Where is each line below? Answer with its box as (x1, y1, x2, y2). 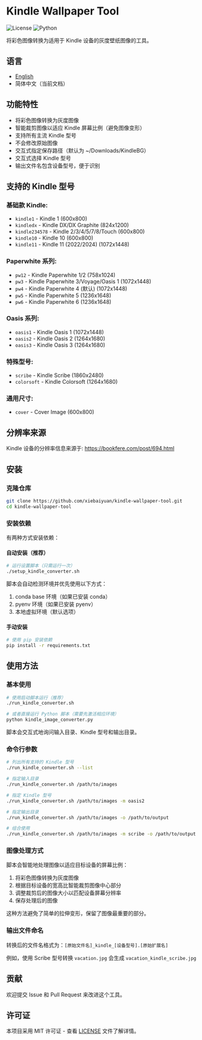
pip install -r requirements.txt (6, 643, 91, 649)
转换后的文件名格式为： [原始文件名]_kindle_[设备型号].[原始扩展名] (6, 941, 168, 949)
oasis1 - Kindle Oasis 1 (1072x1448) (15, 328, 104, 335)
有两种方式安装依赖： (6, 534, 59, 541)
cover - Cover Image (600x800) (15, 409, 95, 416)
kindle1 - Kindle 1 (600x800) (15, 215, 88, 222)
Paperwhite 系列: (6, 257, 57, 266)
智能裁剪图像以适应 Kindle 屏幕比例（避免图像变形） (15, 124, 146, 131)
